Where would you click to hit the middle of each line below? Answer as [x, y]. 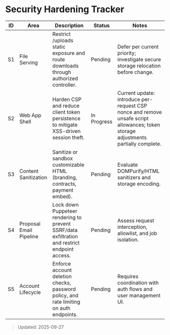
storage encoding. [139, 184]
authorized [65, 78]
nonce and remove [139, 112]
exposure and [69, 53]
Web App [30, 115]
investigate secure [139, 59]
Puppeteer [65, 211]
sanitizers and [134, 177]
